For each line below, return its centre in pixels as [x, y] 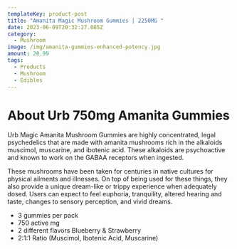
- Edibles [28, 80]
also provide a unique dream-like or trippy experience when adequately [112, 186]
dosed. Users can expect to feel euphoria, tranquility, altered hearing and [115, 194]
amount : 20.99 [28, 54]
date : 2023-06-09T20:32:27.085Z [55, 27]
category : [22, 34]
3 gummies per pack [48, 216]
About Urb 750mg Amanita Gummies [118, 115]
